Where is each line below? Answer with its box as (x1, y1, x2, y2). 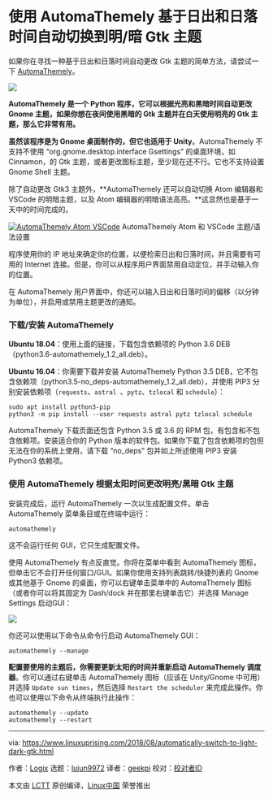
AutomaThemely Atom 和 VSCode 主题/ (121, 221, 253, 232)
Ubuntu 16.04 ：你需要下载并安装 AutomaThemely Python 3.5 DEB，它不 (8, 366, 252, 376)
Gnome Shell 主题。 (8, 167, 75, 176)
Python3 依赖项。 (8, 456, 67, 466)
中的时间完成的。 (15, 204, 73, 214)
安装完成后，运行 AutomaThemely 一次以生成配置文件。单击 (8, 498, 210, 508)
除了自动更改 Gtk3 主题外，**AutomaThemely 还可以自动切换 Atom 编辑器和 (8, 184, 263, 193)
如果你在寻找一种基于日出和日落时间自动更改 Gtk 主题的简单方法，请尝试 (8, 56, 252, 66)
